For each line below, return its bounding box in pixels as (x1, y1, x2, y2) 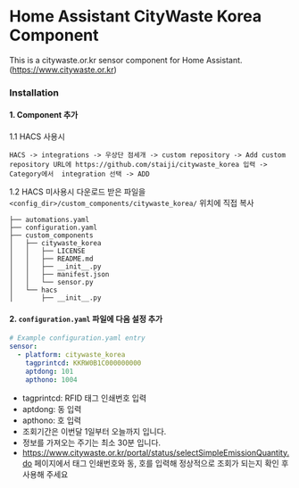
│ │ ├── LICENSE (9, 247, 87, 256)
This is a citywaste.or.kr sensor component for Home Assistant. (9, 54, 243, 65)
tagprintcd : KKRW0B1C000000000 (25, 359, 142, 368)
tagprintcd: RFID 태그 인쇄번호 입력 (21, 393, 147, 403)
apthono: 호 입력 (21, 415, 82, 426)
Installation (9, 87, 60, 99)
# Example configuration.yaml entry (9, 334, 145, 343)
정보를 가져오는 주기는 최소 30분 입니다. (21, 437, 162, 448)
